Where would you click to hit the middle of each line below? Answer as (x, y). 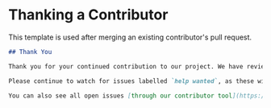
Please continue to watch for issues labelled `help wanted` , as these (131, 81)
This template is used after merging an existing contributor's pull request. (130, 37)
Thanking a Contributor (88, 15)
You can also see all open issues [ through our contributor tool (120, 96)
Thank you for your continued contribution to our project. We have (126, 66)
